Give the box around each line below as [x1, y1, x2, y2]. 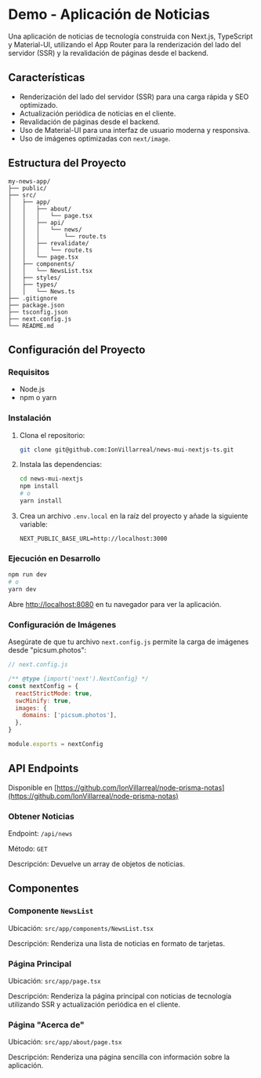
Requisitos [8, 366, 49, 377]
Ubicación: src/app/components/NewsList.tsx [8, 923, 154, 933]
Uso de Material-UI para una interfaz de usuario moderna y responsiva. [19, 125, 251, 134]
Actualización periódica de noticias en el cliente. [19, 109, 176, 118]
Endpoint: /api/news [8, 829, 73, 838]
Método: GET [8, 844, 49, 853]
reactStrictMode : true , [15, 690, 92, 697]
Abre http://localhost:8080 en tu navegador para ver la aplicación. [8, 599, 222, 609]
